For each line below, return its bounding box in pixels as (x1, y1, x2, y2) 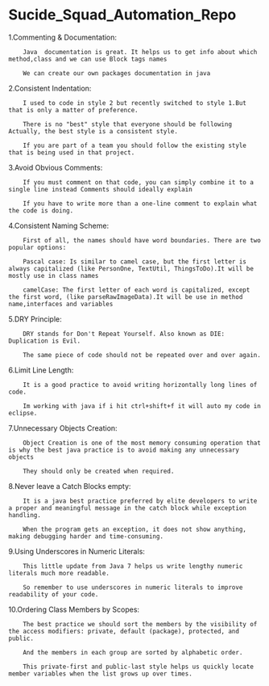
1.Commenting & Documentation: (8, 32, 118, 42)
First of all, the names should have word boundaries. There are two (23, 236, 262, 244)
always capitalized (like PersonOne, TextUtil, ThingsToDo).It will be (8, 264, 254, 272)
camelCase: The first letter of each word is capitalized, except (23, 285, 250, 294)
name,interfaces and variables (8, 300, 114, 308)
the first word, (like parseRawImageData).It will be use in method (8, 292, 243, 301)
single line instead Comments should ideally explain (8, 185, 193, 193)
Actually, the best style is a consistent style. (8, 127, 179, 135)
